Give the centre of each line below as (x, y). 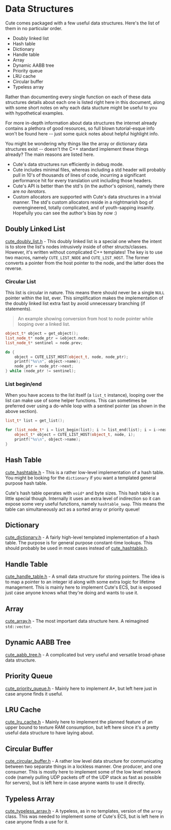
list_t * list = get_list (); (35, 421)
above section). (22, 411)
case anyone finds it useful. (34, 694)
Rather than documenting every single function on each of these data (78, 97)
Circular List (21, 282)
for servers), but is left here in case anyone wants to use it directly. (75, 783)
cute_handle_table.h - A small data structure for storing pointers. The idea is (85, 576)
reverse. (14, 268)
